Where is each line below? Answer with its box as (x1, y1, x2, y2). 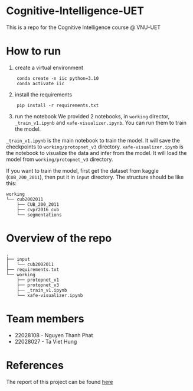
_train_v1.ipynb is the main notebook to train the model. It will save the (6, 137, 180, 144)
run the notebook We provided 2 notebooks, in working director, (14, 112, 170, 119)
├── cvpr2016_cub (17, 206, 60, 212)
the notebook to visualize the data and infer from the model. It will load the (6, 149, 187, 156)
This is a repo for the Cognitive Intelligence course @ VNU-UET (6, 24, 161, 31)
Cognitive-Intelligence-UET (6, 4, 145, 18)
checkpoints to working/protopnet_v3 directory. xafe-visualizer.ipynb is (6, 143, 184, 150)
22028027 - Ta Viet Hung (14, 338, 77, 345)
